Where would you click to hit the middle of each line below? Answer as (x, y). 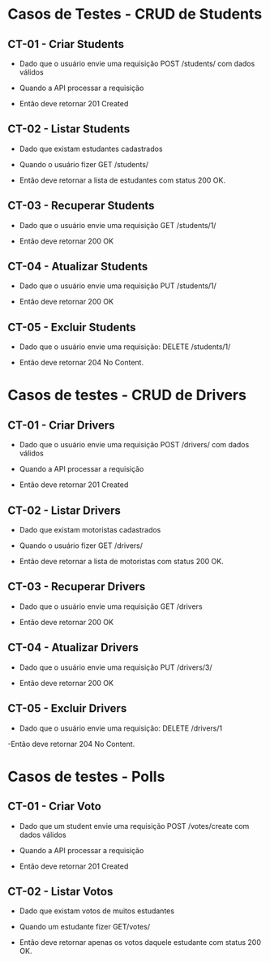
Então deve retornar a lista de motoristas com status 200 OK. (121, 562)
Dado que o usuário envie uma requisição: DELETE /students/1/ (125, 347)
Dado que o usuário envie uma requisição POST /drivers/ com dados (134, 445)
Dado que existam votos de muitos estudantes (97, 911)
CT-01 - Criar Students (66, 44)
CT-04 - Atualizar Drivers (73, 647)
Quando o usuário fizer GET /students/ (84, 164)
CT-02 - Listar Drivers (64, 510)
